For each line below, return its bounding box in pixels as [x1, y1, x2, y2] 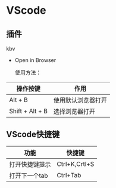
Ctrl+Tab [57, 171, 81, 179]
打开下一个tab [9, 171, 49, 180]
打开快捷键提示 [9, 160, 52, 168]
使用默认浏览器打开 [53, 96, 108, 104]
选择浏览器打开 [53, 107, 96, 115]
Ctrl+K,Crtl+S [57, 159, 95, 168]
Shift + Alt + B [9, 107, 48, 115]
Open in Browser [14, 57, 57, 63]
